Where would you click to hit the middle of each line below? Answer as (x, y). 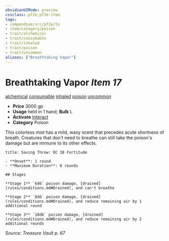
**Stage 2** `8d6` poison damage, (42, 197)
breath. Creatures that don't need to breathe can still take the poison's (79, 138)
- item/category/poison (30, 29)
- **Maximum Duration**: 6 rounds (42, 166)
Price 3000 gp (28, 106)
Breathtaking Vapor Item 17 (63, 82)
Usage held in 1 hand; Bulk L (42, 112)
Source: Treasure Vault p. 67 (35, 233)
